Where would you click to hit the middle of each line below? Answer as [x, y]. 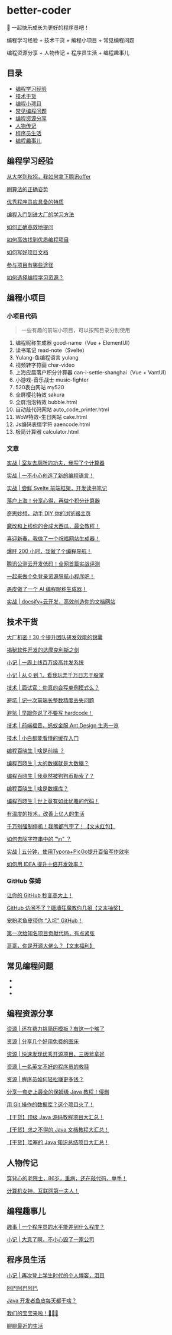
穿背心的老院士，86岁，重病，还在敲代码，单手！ [67, 1178]
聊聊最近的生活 [25, 1326]
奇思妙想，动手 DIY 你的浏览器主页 [49, 513]
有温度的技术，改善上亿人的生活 [46, 814]
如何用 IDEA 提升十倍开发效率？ [45, 864]
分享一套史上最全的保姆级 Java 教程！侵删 [58, 1092]
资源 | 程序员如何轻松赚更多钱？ [46, 1079]
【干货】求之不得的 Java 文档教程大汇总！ [58, 1130]
